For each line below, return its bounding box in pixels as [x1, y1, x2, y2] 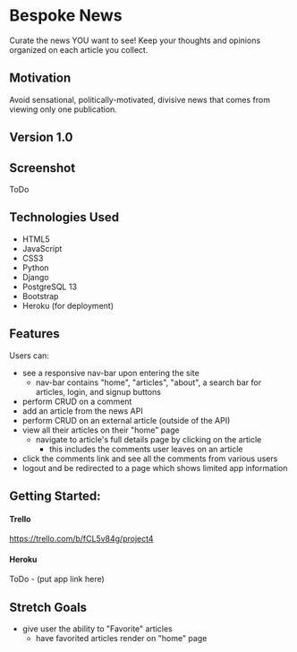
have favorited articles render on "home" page [35, 633, 208, 644]
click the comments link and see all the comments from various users [21, 453, 278, 464]
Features [9, 326, 60, 341]
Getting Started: [9, 488, 101, 503]
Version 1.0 [9, 130, 73, 145]
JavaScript [21, 243, 63, 253]
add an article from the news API [21, 405, 143, 416]
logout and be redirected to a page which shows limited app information [21, 462, 288, 473]
